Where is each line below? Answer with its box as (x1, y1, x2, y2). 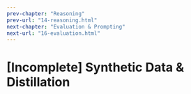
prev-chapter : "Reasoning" (6, 10, 85, 17)
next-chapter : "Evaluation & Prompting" (6, 23, 126, 30)
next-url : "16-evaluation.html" (6, 29, 100, 37)
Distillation (6, 75, 70, 91)
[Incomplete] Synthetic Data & (6, 60, 185, 75)
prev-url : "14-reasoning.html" (6, 17, 98, 24)
